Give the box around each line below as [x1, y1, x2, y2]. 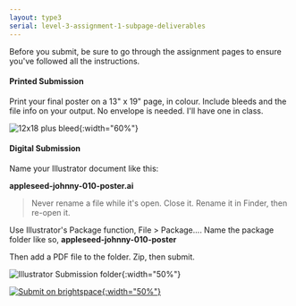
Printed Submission [9, 76, 84, 87]
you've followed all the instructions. [9, 55, 140, 66]
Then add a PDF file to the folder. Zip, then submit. [9, 251, 195, 262]
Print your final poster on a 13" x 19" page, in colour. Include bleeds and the [9, 96, 287, 106]
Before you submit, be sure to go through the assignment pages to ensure [9, 46, 282, 56]
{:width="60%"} [79, 123, 139, 133]
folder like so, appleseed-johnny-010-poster [9, 234, 177, 244]
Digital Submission [9, 143, 81, 154]
